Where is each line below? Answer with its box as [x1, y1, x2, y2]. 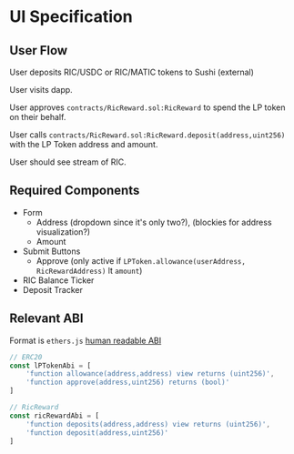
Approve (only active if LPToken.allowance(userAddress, [35, 255, 246, 266]
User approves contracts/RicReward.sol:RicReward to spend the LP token [9, 102, 286, 113]
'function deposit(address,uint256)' [25, 428, 169, 438]
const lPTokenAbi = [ [9, 361, 92, 370]
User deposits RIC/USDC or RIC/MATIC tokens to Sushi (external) [9, 66, 255, 77]
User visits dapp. [9, 85, 73, 95]
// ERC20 [9, 352, 43, 361]
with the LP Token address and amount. [9, 139, 158, 149]
